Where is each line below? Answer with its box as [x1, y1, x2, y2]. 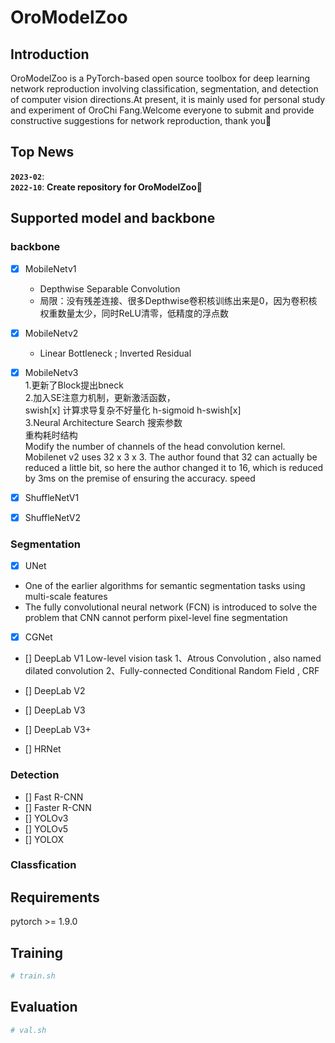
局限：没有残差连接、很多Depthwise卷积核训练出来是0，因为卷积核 [39, 294, 318, 306]
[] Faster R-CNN [24, 801, 92, 813]
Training [10, 944, 64, 961]
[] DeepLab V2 [24, 685, 86, 697]
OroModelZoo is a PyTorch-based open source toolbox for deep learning [10, 72, 311, 84]
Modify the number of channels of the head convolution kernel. [24, 440, 286, 452]
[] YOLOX [24, 833, 64, 845]
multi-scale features [24, 591, 108, 603]
